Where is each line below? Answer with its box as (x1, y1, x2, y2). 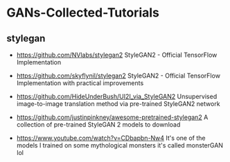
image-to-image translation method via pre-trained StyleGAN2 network (16, 100, 220, 108)
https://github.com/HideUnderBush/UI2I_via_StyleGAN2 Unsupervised (16, 92, 218, 100)
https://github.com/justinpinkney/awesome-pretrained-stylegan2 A (16, 113, 209, 121)
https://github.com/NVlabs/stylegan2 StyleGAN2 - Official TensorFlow (16, 51, 218, 59)
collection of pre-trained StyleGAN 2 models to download (16, 120, 181, 129)
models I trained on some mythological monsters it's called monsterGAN (16, 141, 223, 150)
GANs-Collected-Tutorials (6, 5, 160, 21)
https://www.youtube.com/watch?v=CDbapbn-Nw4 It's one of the (16, 134, 206, 142)
